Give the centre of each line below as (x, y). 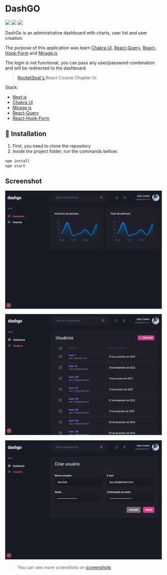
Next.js (20, 97)
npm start (15, 166)
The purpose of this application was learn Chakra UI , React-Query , (73, 47)
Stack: (12, 87)
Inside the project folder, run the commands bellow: (65, 151)
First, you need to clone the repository (51, 146)
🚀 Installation (26, 134)
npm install (17, 161)
